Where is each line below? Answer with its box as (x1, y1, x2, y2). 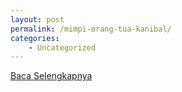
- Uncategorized (28, 42, 97, 53)
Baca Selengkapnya (10, 70, 93, 82)
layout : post (10, 14, 65, 25)
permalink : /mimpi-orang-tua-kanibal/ (10, 24, 172, 34)
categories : (10, 33, 60, 43)
